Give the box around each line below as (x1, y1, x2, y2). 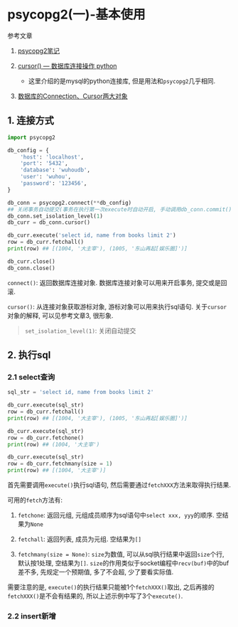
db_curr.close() (7, 257, 55, 265)
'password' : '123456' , (20, 180, 87, 187)
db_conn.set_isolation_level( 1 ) (7, 213, 103, 220)
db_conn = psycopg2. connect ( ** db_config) (7, 199, 132, 206)
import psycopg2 (7, 134, 55, 141)
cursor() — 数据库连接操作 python (17, 61, 117, 70)
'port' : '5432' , (20, 160, 69, 167)
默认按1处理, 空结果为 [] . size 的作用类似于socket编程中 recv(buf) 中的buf (17, 559, 229, 567)
